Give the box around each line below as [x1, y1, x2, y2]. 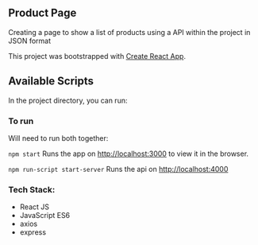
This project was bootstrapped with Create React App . [8, 51, 187, 60]
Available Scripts [8, 75, 94, 88]
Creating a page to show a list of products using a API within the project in [8, 27, 251, 37]
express [19, 227, 46, 237]
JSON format [8, 36, 52, 45]
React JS [19, 202, 50, 212]
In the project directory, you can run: [8, 95, 128, 105]
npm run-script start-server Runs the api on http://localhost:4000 [8, 164, 229, 173]
